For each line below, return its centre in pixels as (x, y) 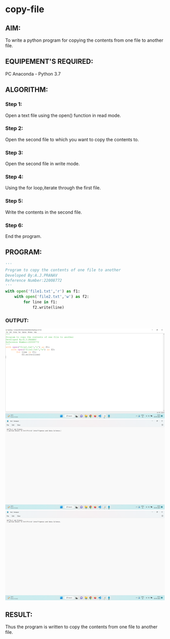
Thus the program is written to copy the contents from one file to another (81, 627)
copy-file (25, 9)
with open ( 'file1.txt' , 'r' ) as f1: (43, 291)
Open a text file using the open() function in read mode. (63, 115)
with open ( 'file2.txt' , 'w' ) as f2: (52, 297)
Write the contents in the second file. (44, 212)
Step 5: (14, 201)
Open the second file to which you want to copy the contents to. (72, 139)
